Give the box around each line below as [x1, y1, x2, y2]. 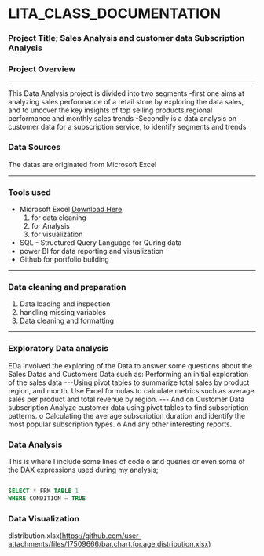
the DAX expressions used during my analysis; [8, 465, 159, 474]
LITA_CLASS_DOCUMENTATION [8, 5, 222, 23]
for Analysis [31, 221, 71, 230]
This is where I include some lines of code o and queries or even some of [8, 456, 246, 466]
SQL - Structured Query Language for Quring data [19, 238, 182, 247]
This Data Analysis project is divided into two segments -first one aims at [8, 89, 245, 98]
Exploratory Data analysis [8, 343, 108, 354]
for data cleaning [31, 213, 86, 222]
